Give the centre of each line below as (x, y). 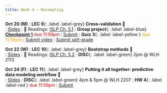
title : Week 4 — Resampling (34, 10)
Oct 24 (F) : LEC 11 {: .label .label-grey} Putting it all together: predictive (79, 69)
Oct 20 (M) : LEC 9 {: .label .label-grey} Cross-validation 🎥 (65, 24)
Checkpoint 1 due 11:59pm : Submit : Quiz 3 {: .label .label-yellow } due (78, 34)
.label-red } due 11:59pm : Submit (39, 85)
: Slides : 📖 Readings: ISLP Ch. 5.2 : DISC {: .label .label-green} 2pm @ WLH (82, 54)
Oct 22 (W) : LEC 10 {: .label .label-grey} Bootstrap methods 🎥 (69, 49)
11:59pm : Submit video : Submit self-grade (49, 40)
